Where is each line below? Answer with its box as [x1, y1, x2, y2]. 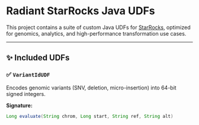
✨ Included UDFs [6, 53, 70, 63]
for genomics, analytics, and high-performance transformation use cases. [6, 30, 187, 37]
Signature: [6, 102, 33, 109]
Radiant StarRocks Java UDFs [6, 4, 155, 18]
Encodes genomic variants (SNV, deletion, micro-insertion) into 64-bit [6, 84, 176, 91]
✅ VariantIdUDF [6, 70, 50, 79]
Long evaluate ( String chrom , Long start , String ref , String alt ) [6, 113, 174, 119]
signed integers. [6, 90, 46, 97]
